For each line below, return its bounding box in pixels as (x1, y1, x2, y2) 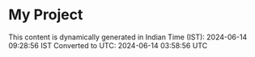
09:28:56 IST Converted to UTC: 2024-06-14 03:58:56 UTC (8, 40, 208, 50)
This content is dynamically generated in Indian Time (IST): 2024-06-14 (8, 32, 248, 42)
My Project (8, 6, 83, 24)
